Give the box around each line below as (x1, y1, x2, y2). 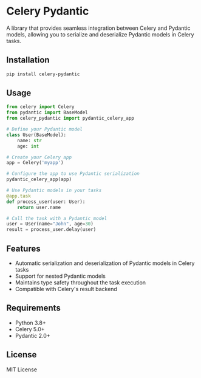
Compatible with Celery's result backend (15, 286, 117, 292)
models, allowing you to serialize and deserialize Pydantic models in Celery (6, 30, 194, 38)
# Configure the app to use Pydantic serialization (6, 171, 140, 177)
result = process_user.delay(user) (6, 227, 97, 233)
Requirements (6, 303, 61, 314)
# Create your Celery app (6, 154, 72, 160)
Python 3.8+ (15, 319, 47, 326)
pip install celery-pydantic (6, 71, 80, 77)
